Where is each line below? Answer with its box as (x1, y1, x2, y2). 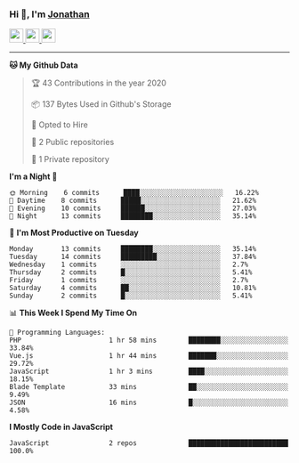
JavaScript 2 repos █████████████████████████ (9, 439, 289, 448)
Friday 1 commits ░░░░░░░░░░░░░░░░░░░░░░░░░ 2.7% (9, 276, 249, 285)
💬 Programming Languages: (9, 329, 105, 337)
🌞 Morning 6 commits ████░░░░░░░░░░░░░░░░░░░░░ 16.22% (9, 189, 260, 198)
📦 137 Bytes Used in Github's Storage (30, 99, 172, 110)
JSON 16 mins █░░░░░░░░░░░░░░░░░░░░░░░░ (9, 398, 289, 408)
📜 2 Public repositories (30, 137, 115, 148)
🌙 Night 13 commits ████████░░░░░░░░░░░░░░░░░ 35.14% (9, 212, 256, 221)
